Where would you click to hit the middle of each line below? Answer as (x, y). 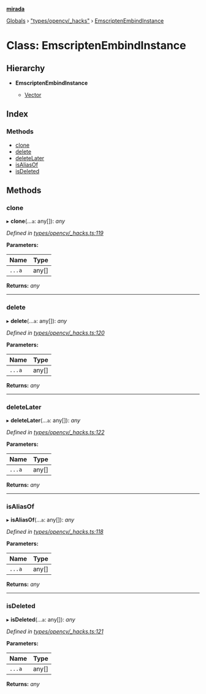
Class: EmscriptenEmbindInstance (96, 46)
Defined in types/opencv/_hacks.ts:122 (55, 432)
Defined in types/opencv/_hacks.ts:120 (55, 333)
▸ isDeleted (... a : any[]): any (41, 619)
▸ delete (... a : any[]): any (37, 321)
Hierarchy (26, 68)
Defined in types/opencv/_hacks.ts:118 (55, 532)
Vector (33, 95)
